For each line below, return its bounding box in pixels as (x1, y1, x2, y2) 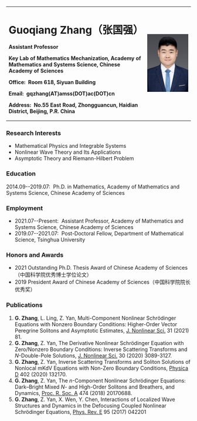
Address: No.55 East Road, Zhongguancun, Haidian (8, 101, 138, 108)
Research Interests (6, 129, 62, 137)
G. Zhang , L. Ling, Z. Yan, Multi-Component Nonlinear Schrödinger (14, 314, 176, 321)
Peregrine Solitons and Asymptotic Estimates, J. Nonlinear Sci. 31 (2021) (14, 327, 189, 334)
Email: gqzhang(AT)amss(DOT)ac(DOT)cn (8, 89, 116, 97)
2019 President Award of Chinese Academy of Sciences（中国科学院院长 (14, 279, 191, 286)
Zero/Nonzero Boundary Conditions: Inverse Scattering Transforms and (14, 346, 188, 353)
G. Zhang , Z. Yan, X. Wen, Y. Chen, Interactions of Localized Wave (14, 396, 175, 403)
